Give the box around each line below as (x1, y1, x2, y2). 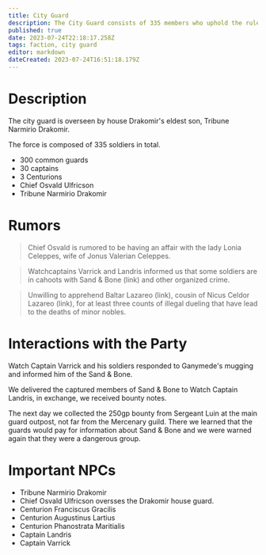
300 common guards (19, 155, 89, 165)
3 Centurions (19, 172, 63, 181)
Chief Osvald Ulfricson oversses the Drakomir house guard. (19, 496, 215, 505)
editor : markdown (8, 48, 66, 56)
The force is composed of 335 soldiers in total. (8, 139, 161, 149)
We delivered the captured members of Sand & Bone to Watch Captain (8, 385, 238, 394)
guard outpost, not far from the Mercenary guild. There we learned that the (8, 416, 253, 426)
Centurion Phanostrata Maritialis (19, 521, 125, 530)
